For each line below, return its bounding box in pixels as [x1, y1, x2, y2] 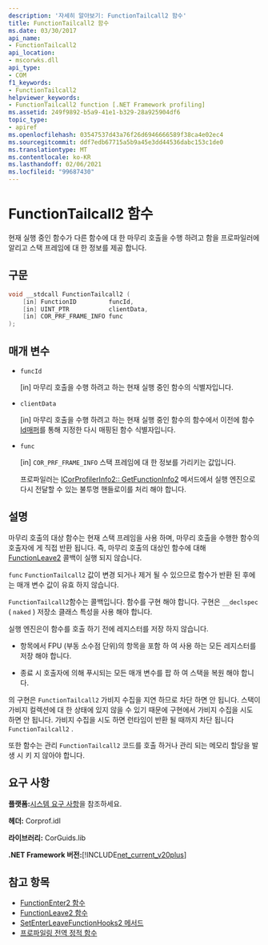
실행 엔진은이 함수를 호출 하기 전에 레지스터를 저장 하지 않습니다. [8, 623, 210, 633]
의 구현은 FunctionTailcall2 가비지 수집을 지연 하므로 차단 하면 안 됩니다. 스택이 [8, 695, 261, 704]
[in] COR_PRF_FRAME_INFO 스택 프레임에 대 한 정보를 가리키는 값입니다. [19, 457, 236, 466]
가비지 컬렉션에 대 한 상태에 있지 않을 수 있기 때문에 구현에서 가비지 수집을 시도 [8, 705, 254, 715]
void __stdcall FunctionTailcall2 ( [8, 290, 130, 298]
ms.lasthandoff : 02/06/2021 [8, 161, 102, 169]
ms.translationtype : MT [8, 146, 88, 154]
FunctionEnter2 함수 [19, 898, 86, 908]
